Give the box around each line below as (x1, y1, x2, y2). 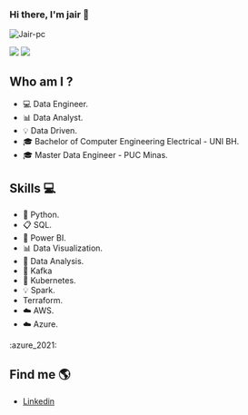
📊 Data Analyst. (22, 113, 84, 124)
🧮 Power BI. (22, 232, 66, 243)
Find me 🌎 (9, 367, 71, 382)
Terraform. (22, 294, 64, 305)
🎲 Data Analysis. (22, 255, 84, 266)
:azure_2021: (9, 340, 57, 351)
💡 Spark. (22, 284, 56, 295)
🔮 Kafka (22, 265, 53, 276)
